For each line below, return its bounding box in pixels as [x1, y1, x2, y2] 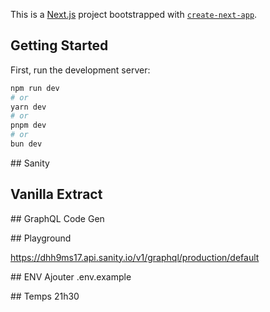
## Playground [10, 232, 72, 244]
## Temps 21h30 [10, 290, 80, 302]
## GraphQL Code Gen [10, 212, 105, 224]
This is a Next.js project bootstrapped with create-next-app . [10, 9, 258, 20]
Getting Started [10, 37, 109, 54]
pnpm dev [10, 120, 47, 131]
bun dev [10, 139, 43, 149]
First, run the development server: [10, 64, 151, 76]
